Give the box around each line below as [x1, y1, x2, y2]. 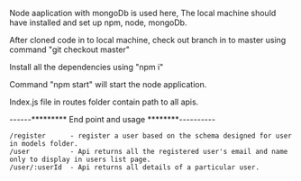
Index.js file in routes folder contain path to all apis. [9, 96, 199, 107]
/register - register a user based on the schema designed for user [9, 131, 293, 140]
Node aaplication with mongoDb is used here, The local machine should [9, 8, 277, 18]
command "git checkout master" [9, 44, 131, 55]
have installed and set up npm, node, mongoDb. [9, 17, 187, 28]
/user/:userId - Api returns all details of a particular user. [9, 163, 260, 172]
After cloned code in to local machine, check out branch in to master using [9, 35, 287, 45]
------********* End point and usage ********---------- [9, 114, 216, 124]
